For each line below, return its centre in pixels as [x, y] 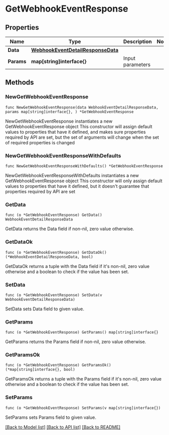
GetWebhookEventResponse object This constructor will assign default [79, 126]
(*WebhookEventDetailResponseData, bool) [49, 257]
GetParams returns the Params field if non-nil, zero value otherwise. [76, 342]
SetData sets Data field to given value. [45, 309]
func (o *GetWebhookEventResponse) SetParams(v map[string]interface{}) [83, 408]
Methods [20, 83]
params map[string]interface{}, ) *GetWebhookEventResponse [70, 112]
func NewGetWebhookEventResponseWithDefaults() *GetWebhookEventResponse [84, 166]
